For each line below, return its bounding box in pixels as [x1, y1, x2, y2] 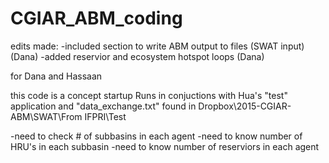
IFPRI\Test [84, 110, 127, 122]
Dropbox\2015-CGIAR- [198, 100, 292, 112]
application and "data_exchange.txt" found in [10, 100, 197, 112]
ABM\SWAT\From [10, 110, 83, 122]
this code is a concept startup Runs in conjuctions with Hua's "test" [10, 89, 288, 101]
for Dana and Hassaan [10, 70, 103, 82]
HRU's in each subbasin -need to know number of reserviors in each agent [10, 140, 320, 152]
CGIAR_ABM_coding [10, 7, 183, 30]
